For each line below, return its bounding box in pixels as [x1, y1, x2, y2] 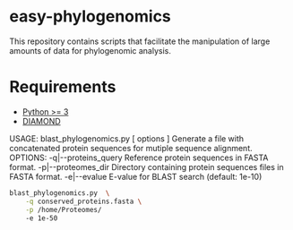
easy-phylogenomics [9, 6, 172, 27]
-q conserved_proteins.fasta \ [25, 197, 142, 206]
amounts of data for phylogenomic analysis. [9, 45, 172, 55]
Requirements [9, 77, 116, 98]
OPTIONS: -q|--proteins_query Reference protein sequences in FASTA [9, 152, 269, 163]
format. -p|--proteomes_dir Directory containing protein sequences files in [9, 161, 284, 172]
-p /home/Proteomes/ [25, 205, 102, 214]
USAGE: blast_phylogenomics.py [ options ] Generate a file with [9, 132, 245, 144]
